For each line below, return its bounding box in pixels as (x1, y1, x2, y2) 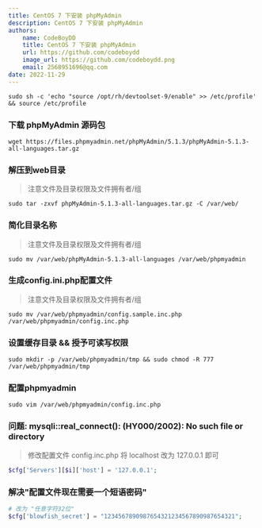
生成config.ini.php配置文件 (8, 275, 113, 286)
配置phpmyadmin (8, 383, 77, 394)
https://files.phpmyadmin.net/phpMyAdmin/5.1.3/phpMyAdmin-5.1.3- (25, 137, 249, 145)
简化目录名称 (8, 220, 58, 231)
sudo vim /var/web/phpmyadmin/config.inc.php (8, 401, 161, 409)
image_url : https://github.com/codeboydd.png (22, 56, 176, 64)
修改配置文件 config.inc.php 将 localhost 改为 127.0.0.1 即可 (27, 450, 219, 460)
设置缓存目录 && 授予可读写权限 (8, 337, 129, 348)
